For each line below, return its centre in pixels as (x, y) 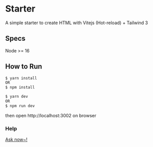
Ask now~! (16, 139)
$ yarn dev (17, 97)
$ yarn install (21, 78)
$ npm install (20, 88)
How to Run (24, 67)
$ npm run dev (20, 106)
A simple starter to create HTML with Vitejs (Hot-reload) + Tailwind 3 (76, 23)
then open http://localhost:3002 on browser (51, 115)
